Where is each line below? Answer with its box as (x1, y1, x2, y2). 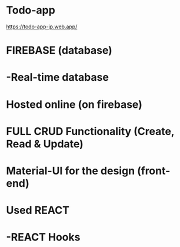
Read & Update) (6, 137, 84, 150)
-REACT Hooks (6, 230, 81, 244)
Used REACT (6, 204, 69, 217)
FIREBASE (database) (6, 44, 113, 57)
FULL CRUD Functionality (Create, (6, 124, 175, 138)
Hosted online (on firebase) (6, 98, 142, 111)
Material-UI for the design (6, 164, 135, 177)
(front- (137, 164, 171, 177)
